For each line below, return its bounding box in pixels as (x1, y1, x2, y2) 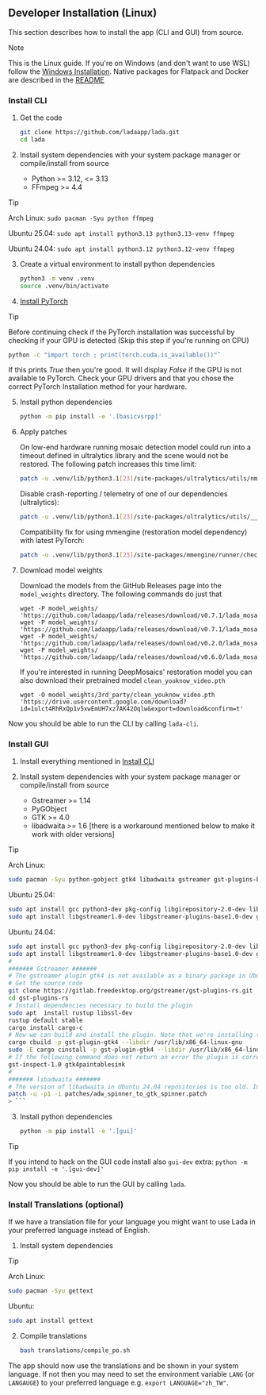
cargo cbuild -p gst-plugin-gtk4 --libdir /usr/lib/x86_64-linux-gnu (8, 1039, 243, 1046)
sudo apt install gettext (8, 1317, 93, 1325)
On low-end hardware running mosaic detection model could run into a (19, 442, 252, 452)
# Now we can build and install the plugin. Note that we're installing (8, 1031, 253, 1039)
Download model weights (19, 565, 103, 575)
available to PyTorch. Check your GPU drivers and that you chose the (8, 373, 234, 383)
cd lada (19, 135, 45, 144)
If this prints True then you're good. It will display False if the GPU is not (8, 365, 242, 375)
